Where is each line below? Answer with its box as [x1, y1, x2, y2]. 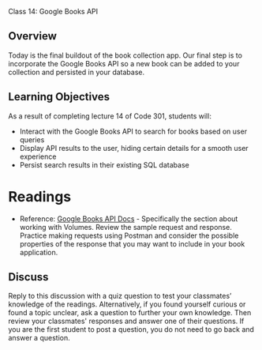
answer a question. [8, 333, 70, 343]
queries [19, 134, 45, 145]
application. [19, 247, 58, 257]
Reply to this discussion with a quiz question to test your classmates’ [8, 292, 232, 301]
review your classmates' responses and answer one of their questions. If [8, 316, 245, 326]
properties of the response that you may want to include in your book [19, 239, 245, 248]
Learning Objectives [8, 90, 110, 103]
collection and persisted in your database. [8, 67, 145, 77]
